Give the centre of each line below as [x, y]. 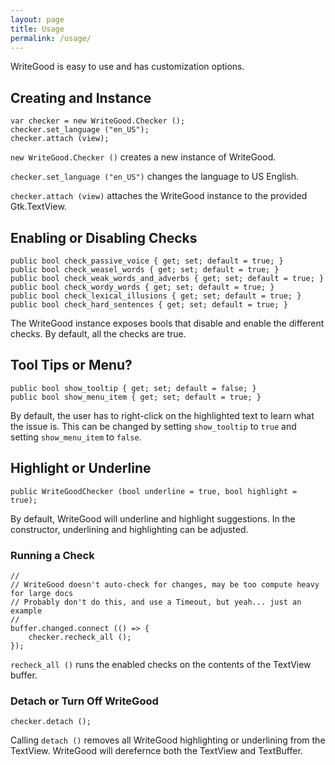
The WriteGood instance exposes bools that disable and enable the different [167, 323]
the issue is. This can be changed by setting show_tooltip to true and [153, 426]
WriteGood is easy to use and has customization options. [127, 67]
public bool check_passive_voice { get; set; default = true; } [147, 261]
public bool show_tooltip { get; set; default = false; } [133, 388]
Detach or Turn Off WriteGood [84, 701]
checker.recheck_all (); [80, 637]
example [26, 611]
